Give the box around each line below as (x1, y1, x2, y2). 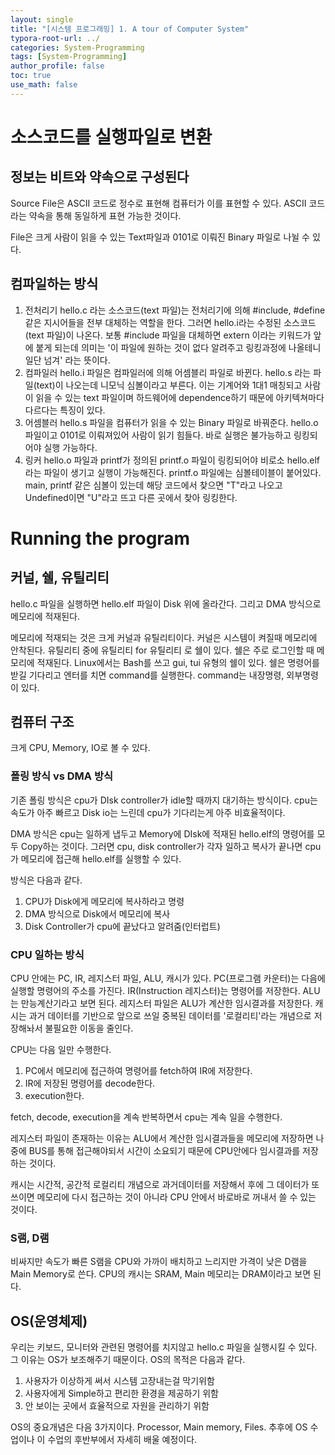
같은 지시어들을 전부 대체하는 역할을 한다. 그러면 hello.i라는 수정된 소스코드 (24, 316, 317, 328)
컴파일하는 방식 (10, 276, 99, 293)
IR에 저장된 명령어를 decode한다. (24, 1077, 156, 1089)
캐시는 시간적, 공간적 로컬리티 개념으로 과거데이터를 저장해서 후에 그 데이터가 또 (10, 1178, 320, 1190)
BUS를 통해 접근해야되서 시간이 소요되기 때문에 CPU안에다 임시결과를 (28, 1144, 301, 1156)
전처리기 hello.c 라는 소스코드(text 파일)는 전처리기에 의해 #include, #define (24, 304, 326, 316)
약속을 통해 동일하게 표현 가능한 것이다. (28, 209, 182, 221)
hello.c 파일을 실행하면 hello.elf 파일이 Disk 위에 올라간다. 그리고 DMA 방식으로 (10, 597, 322, 610)
